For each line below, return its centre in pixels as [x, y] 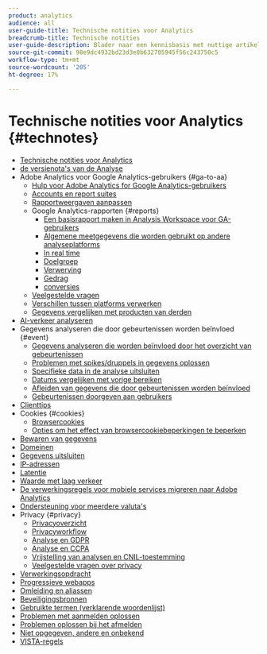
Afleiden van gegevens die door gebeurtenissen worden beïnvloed [141, 388]
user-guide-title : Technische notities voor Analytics [101, 30]
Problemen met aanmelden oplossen [80, 616]
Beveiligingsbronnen [53, 599]
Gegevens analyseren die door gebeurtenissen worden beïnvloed [127, 329]
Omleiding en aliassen [56, 590]
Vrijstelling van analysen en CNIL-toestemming [108, 556]
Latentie [33, 472]
